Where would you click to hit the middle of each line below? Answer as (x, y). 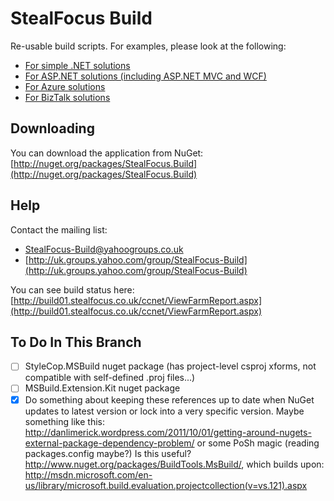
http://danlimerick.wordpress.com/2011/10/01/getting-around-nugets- (168, 432)
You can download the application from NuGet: (107, 153)
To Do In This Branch (76, 342)
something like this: (64, 421)
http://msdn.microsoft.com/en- (88, 474)
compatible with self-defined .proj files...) (110, 378)
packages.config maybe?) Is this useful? (108, 453)
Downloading (52, 128)
